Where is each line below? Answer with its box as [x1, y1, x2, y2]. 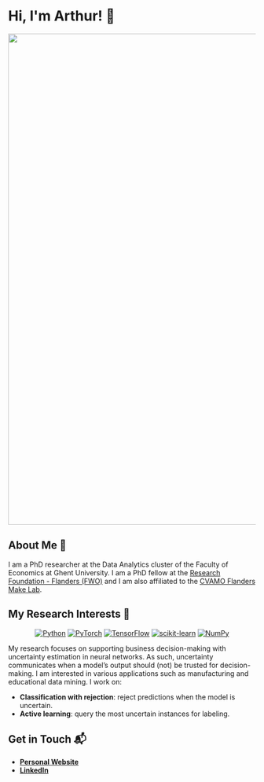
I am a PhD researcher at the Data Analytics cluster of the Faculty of [8, 560, 229, 569]
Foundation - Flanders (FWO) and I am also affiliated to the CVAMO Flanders [8, 576, 256, 586]
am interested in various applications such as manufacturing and [38, 668, 249, 678]
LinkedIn [19, 765, 49, 775]
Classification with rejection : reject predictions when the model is [19, 692, 236, 702]
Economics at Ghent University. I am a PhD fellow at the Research [8, 567, 221, 577]
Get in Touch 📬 [8, 732, 86, 746]
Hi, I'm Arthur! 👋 [8, 7, 115, 25]
